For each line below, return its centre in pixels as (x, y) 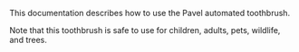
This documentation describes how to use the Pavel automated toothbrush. (150, 13)
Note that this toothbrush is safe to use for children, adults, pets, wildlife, (145, 30)
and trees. (29, 40)
